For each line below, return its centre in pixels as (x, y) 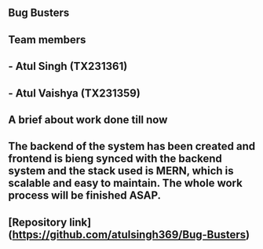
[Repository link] (50, 222)
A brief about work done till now (88, 120)
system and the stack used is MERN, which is (121, 171)
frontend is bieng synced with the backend (115, 159)
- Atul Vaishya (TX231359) (75, 93)
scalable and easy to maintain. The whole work (126, 183)
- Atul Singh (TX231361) (68, 66)
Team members (47, 40)
